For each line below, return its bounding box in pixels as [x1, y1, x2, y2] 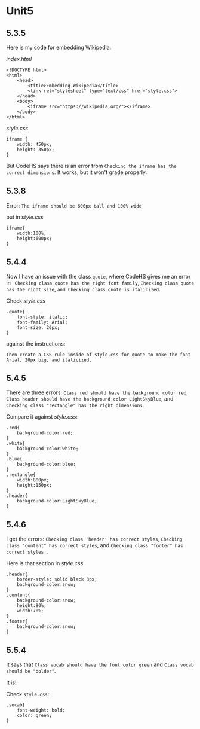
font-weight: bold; [17, 707, 66, 713]
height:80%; [17, 603, 47, 609]
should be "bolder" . [6, 667, 56, 675]
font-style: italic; [17, 314, 68, 320]
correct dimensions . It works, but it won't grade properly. [6, 169, 147, 176]
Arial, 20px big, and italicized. [6, 357, 93, 363]
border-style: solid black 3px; [17, 577, 97, 582]
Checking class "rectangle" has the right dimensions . [6, 402, 144, 409]
